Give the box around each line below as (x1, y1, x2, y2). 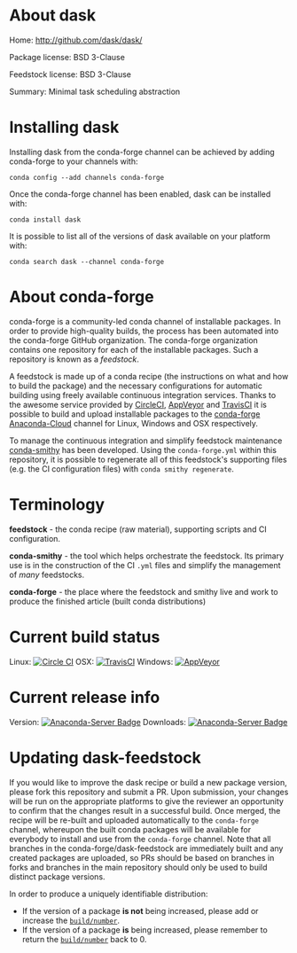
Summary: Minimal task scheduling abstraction (9, 86, 181, 97)
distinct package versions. (9, 871, 106, 882)
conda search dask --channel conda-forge (9, 257, 165, 266)
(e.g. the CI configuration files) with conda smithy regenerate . (9, 463, 235, 474)
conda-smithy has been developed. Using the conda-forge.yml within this (9, 444, 277, 455)
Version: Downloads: (9, 716, 186, 727)
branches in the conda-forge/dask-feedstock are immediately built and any (9, 843, 284, 854)
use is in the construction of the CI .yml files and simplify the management (9, 559, 281, 570)
